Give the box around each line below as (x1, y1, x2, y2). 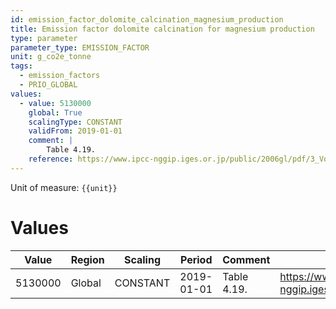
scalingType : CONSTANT (28, 117, 123, 127)
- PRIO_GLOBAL (19, 80, 78, 90)
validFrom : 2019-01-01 (28, 126, 123, 136)
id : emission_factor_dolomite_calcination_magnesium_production (10, 14, 284, 25)
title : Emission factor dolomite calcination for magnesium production (10, 24, 315, 34)
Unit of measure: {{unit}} (10, 181, 118, 193)
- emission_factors (19, 71, 101, 81)
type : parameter (10, 33, 78, 43)
